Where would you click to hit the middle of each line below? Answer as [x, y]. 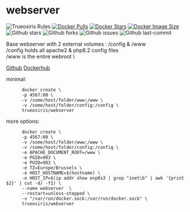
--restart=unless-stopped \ [56, 193]
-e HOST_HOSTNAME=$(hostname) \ [61, 173]
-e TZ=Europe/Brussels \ [52, 167]
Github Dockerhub [28, 67]
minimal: [16, 79]
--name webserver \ [46, 188]
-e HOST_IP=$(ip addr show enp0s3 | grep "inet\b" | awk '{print [103, 178]
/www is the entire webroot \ [40, 56]
